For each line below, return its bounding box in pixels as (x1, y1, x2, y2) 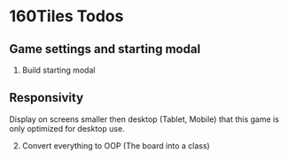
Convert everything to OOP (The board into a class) (21, 140, 210, 151)
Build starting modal (21, 65, 96, 75)
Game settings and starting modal (9, 42, 201, 57)
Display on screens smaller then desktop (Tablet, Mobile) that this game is (9, 113, 279, 125)
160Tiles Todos (9, 6, 124, 27)
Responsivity (9, 90, 84, 105)
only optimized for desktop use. (9, 123, 126, 133)
